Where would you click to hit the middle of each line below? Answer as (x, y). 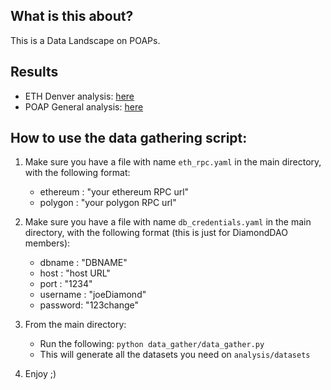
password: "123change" (89, 305)
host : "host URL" (75, 273)
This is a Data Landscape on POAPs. (85, 40)
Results (34, 72)
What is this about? (72, 16)
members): (47, 243)
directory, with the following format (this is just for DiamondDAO (156, 233)
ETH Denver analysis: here (79, 96)
